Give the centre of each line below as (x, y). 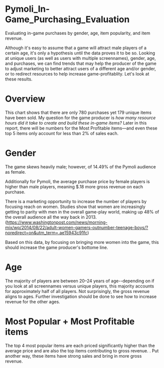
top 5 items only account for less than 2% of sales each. (62, 133)
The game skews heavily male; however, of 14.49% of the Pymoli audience (81, 167)
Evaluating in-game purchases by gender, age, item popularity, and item (78, 33)
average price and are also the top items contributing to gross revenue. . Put (82, 351)
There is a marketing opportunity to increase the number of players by (76, 201)
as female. (15, 172)
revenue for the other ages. (33, 302)
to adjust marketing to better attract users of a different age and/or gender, (81, 68)
